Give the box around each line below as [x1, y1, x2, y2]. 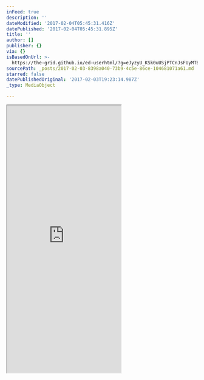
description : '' [6, 15, 47, 21]
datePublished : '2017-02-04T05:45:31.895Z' [6, 25, 118, 32]
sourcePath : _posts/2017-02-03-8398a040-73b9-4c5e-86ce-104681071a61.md [6, 65, 194, 72]
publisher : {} [6, 43, 42, 49]
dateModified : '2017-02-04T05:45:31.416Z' [6, 20, 115, 26]
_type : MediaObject [6, 83, 56, 89]
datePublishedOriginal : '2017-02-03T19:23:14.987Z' [6, 76, 140, 83]
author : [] [6, 37, 34, 43]
